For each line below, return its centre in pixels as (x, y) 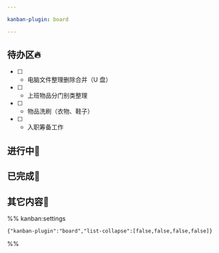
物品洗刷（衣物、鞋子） (60, 111)
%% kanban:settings (37, 219)
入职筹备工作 (45, 127)
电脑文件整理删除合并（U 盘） (69, 80)
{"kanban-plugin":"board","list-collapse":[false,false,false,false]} (110, 231)
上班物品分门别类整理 (57, 96)
